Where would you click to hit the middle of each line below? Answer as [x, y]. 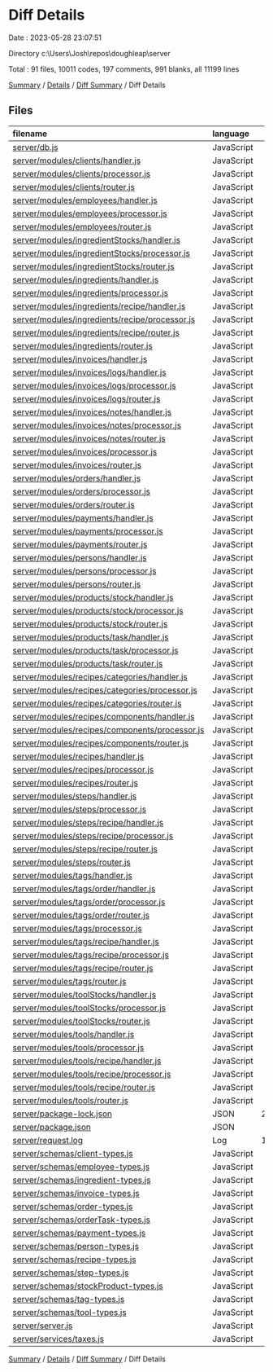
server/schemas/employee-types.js [81, 1167]
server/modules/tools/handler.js [74, 1034]
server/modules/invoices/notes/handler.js [92, 411]
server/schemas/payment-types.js [79, 1233]
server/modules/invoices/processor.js [85, 451]
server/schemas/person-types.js [76, 1246]
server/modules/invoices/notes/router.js [89, 438]
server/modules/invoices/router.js [77, 464]
